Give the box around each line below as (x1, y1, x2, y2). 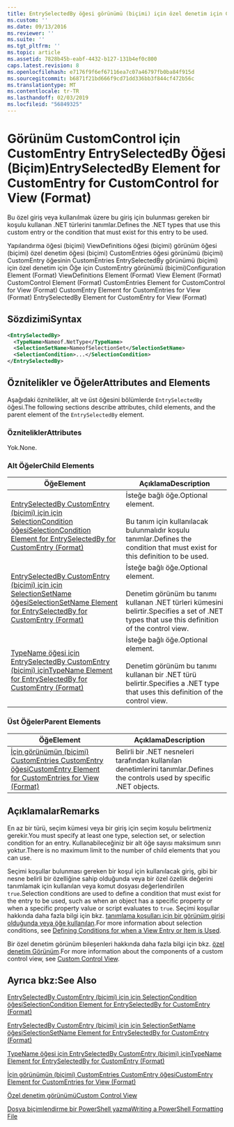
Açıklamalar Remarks (7, 805, 100, 817)
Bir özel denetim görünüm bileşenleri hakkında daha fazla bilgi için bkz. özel (7, 940, 225, 948)
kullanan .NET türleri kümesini (125, 598, 224, 607)
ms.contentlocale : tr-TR (7, 88, 79, 95)
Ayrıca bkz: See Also (7, 974, 97, 986)
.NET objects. (115, 782, 160, 791)
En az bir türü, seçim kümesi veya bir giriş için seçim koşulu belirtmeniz (7, 823, 212, 832)
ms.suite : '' (7, 36, 45, 43)
